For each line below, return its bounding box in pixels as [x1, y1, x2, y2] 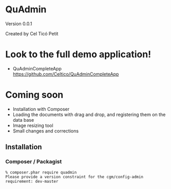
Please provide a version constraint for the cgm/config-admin [5, 174, 144, 179]
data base [12, 117, 34, 123]
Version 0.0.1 [5, 21, 32, 27]
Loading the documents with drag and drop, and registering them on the [12, 111, 166, 118]
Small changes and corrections [12, 127, 79, 134]
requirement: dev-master [5, 179, 59, 184]
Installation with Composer [12, 106, 70, 112]
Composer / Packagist [5, 158, 62, 165]
